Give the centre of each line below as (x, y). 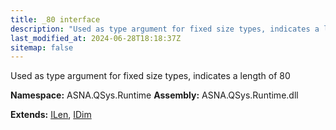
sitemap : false (42, 47)
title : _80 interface (55, 19)
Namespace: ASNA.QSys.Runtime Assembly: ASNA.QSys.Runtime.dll (154, 95)
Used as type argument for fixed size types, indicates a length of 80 (150, 76)
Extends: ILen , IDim (51, 115)
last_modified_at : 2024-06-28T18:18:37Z (96, 38)
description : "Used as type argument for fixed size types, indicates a (165, 29)
